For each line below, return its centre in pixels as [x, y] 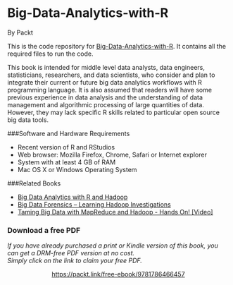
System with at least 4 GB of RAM [67, 162]
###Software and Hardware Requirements [69, 133]
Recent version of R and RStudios [66, 147]
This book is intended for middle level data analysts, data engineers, [106, 67]
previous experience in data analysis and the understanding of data [105, 97]
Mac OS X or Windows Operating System [77, 169]
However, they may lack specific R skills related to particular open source [114, 112]
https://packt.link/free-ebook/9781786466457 [118, 274]
